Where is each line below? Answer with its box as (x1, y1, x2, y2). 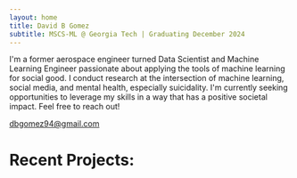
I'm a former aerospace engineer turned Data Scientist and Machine (9, 54, 260, 65)
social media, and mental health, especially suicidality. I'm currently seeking (9, 82, 288, 93)
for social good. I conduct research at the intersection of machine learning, (9, 73, 285, 84)
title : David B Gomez (9, 21, 90, 30)
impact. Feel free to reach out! (9, 101, 120, 112)
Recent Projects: (9, 150, 136, 170)
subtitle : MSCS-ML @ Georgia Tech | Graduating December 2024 (9, 29, 245, 38)
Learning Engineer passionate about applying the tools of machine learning (9, 63, 285, 74)
